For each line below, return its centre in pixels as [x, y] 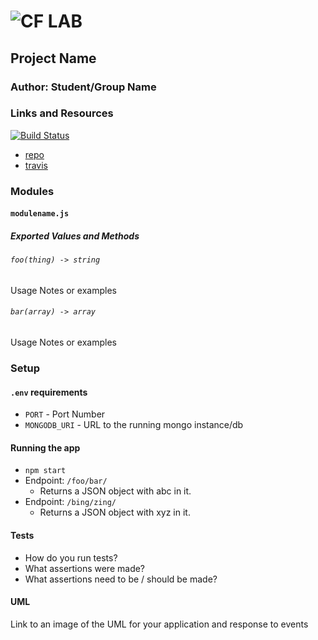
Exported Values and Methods [75, 236]
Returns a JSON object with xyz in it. [115, 512]
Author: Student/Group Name [83, 87]
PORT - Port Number [65, 414]
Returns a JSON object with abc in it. [115, 491]
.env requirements [49, 392]
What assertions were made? [85, 568]
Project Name [53, 58]
